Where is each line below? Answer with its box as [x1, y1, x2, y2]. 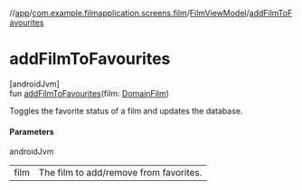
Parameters [9, 126, 54, 137]
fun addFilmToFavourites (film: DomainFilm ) [9, 87, 170, 98]
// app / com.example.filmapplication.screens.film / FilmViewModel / [9, 8, 250, 18]
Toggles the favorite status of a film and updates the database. [9, 105, 243, 116]
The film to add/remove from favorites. [38, 167, 203, 179]
